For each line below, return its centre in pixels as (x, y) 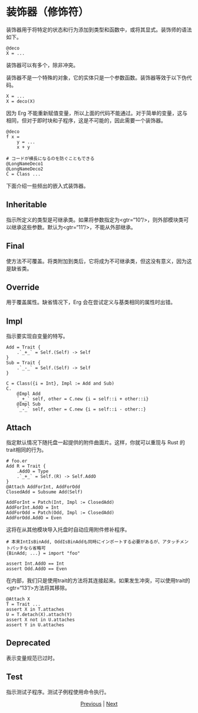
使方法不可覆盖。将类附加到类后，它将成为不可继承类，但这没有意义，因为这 (99, 261)
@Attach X (18, 599)
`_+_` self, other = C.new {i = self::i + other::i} (83, 399)
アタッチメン (175, 542)
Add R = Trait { (26, 466)
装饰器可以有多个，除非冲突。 (42, 65)
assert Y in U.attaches (35, 625)
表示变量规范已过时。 (32, 658)
